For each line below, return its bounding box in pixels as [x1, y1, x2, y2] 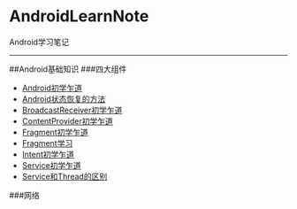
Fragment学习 [21, 137, 73, 148]
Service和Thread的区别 [21, 171, 108, 182]
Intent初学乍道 [21, 149, 75, 159]
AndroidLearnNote [9, 6, 149, 27]
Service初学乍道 [21, 159, 81, 170]
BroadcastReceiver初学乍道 [21, 104, 123, 115]
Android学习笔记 [9, 36, 69, 47]
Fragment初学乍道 [21, 127, 88, 137]
